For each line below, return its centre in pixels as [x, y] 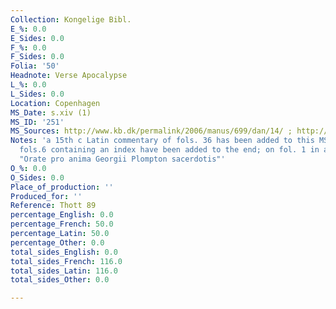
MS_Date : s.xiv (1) [51, 112]
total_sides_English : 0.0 [64, 252]
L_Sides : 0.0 [37, 94]
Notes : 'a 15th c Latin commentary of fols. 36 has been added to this [162, 141]
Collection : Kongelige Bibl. [71, 19]
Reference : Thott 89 [53, 206]
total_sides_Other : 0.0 [60, 280]
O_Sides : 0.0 [37, 177]
